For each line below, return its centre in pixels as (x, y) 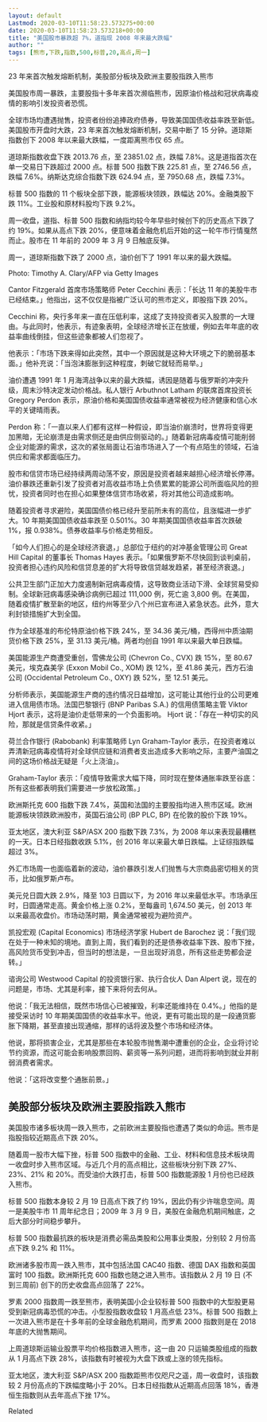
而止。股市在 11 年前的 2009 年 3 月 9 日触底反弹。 (91, 240)
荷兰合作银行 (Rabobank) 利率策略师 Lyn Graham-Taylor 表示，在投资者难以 (132, 741)
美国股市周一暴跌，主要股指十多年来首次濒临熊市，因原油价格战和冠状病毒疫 (133, 93)
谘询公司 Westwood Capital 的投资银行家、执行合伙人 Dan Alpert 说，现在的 (132, 979)
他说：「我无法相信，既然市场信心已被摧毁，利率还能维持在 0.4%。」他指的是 (133, 1006)
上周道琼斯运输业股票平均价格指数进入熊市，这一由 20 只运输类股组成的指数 (133, 1348)
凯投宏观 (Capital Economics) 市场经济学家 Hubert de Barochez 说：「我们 (128, 932)
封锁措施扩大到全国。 (50, 614)
